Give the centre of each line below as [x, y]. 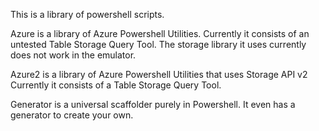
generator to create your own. [72, 115]
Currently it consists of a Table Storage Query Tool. [116, 85]
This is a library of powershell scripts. [87, 14]
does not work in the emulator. [73, 55]
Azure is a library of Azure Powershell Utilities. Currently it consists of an [160, 33]
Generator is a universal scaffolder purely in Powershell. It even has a [153, 104]
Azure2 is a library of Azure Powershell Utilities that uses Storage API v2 [159, 74]
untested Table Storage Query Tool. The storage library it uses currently [158, 44]
